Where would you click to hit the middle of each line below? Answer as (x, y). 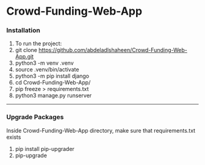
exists (14, 137)
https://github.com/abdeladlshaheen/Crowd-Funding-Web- (113, 50)
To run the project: (38, 43)
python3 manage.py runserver (53, 95)
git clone (26, 50)
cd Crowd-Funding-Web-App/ (53, 82)
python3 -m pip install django (52, 76)
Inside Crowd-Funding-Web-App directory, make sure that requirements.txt (101, 130)
